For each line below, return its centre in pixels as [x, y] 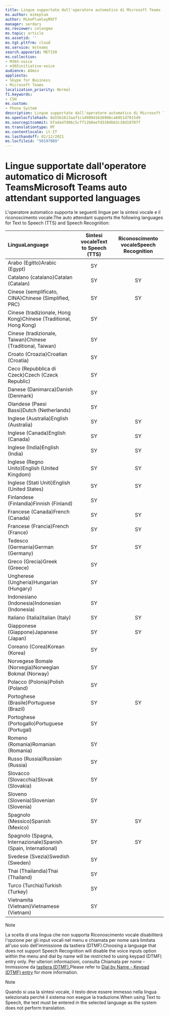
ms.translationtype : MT [30, 127]
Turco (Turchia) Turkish [35, 885]
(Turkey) [18, 892]
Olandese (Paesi [27, 404]
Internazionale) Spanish [35, 842]
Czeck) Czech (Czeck [33, 375]
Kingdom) [19, 474]
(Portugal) [20, 730]
